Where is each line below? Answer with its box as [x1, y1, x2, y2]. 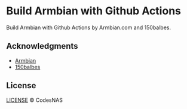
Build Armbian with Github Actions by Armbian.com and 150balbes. [6, 24, 171, 31]
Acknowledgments [6, 41, 79, 51]
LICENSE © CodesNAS [6, 96, 63, 104]
